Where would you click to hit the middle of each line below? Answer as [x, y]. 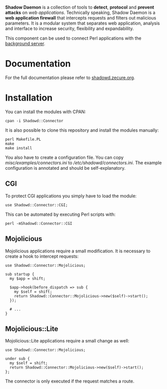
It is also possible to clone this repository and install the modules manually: [82, 130]
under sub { [17, 359]
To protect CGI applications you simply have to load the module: [71, 196]
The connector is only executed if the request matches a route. [70, 381]
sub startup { [20, 274]
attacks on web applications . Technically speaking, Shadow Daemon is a [80, 13]
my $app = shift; [28, 278]
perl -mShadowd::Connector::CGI [39, 223]
